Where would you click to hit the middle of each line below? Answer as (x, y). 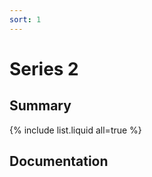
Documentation (59, 161)
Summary (40, 106)
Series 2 (44, 68)
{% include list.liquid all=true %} (75, 130)
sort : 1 (25, 19)
